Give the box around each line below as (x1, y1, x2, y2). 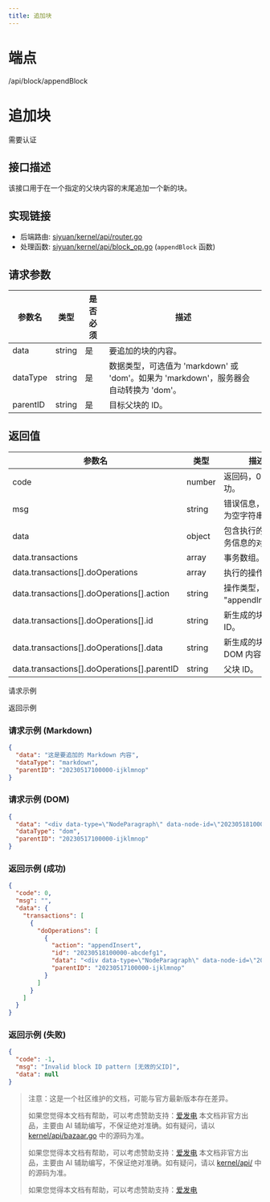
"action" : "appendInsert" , (51, 942, 142, 950)
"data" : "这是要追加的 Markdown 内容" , (15, 750, 139, 759)
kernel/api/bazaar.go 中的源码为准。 (27, 1130, 149, 1140)
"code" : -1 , (15, 1056, 56, 1064)
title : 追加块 (8, 11, 52, 20)
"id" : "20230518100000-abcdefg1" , (51, 949, 167, 957)
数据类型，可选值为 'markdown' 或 (108, 360, 239, 371)
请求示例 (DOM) (8, 794, 70, 805)
